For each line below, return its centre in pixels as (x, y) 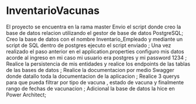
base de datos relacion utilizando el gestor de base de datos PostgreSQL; (94, 33)
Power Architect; (26, 95)
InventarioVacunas (53, 11)
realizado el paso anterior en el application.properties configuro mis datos (95, 51)
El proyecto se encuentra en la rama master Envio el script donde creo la (94, 27)
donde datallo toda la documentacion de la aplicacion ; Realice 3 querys (93, 76)
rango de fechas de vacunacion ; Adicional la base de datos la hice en (91, 88)
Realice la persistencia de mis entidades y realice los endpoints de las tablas (98, 64)
